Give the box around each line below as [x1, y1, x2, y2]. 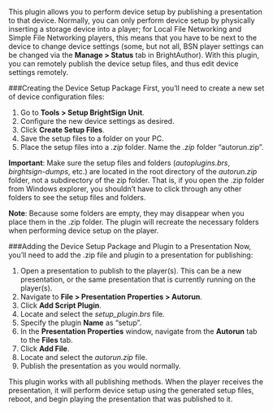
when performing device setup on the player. [8, 226, 159, 235]
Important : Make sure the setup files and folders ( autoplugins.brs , [8, 158, 230, 168]
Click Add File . [19, 344, 70, 353]
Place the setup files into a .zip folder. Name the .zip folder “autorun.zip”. [19, 142, 264, 151]
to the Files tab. [19, 335, 73, 344]
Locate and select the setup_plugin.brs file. [19, 309, 165, 318]
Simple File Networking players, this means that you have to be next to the [8, 33, 258, 42]
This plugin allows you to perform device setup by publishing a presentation [8, 7, 262, 16]
